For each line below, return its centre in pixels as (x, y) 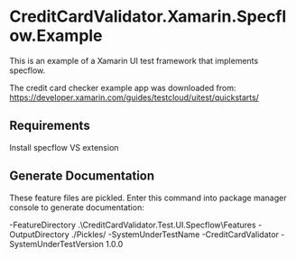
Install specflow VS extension (64, 147)
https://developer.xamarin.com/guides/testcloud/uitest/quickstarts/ (134, 97)
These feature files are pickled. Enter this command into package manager (148, 198)
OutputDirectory (39, 234)
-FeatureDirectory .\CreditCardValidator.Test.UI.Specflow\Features (133, 225)
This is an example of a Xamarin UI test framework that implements (134, 60)
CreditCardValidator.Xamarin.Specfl (148, 17)
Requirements (50, 126)
